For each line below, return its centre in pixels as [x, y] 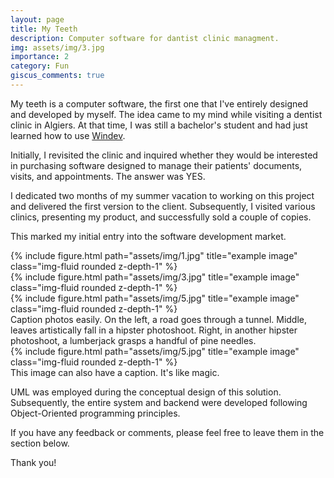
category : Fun [40, 66]
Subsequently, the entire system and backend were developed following [159, 402]
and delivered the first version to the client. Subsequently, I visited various [163, 206]
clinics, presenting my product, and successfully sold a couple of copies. [161, 217]
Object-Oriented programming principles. [95, 413]
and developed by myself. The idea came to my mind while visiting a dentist [166, 114]
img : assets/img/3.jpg [57, 47]
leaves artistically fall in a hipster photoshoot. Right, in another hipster [154, 330]
